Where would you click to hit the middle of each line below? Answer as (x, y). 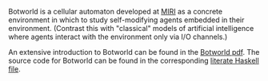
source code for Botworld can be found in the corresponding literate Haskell (134, 60)
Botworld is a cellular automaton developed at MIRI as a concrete (115, 12)
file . (15, 69)
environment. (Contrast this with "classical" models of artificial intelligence (131, 28)
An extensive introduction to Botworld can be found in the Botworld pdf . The (134, 52)
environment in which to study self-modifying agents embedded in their (126, 20)
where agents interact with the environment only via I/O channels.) (118, 37)
